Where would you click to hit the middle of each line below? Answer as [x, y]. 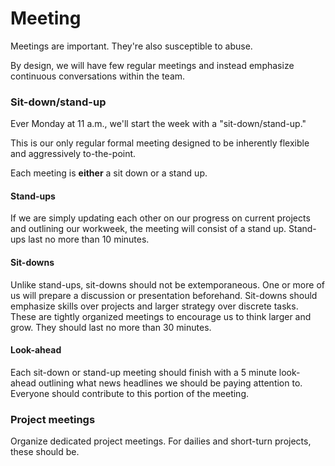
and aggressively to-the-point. [73, 154]
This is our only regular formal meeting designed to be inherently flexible [160, 143]
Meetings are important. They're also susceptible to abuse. [131, 46]
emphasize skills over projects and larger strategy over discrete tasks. [154, 306]
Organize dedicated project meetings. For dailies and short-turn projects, [161, 441]
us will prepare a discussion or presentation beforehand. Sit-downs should [164, 295]
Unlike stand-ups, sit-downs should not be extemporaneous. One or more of [167, 284]
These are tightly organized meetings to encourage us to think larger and [161, 316]
